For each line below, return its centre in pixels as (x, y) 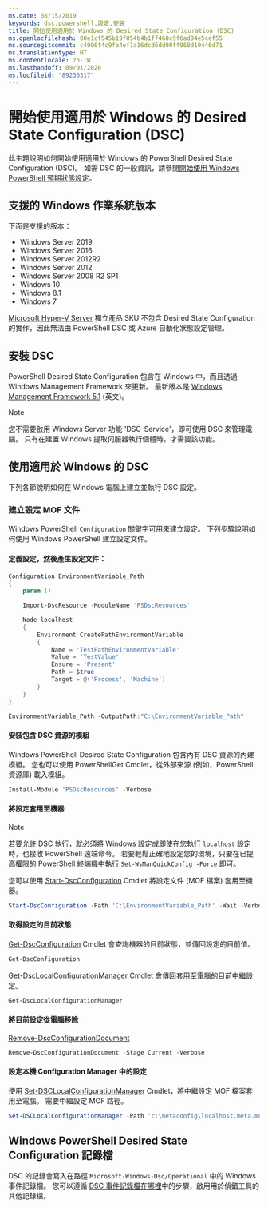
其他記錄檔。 (29, 1196)
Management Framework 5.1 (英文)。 (69, 397)
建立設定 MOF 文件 (44, 510)
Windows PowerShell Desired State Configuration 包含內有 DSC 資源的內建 (131, 754)
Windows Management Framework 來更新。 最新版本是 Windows (115, 387)
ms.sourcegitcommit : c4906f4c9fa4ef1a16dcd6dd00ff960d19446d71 (116, 46)
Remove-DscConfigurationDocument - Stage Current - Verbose (106, 1052)
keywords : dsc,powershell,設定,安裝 (67, 23)
